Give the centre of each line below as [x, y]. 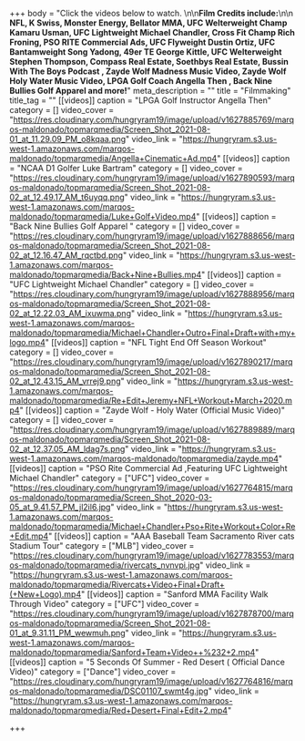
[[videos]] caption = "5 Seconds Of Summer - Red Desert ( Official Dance [147, 662]
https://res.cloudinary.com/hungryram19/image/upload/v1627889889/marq [154, 429]
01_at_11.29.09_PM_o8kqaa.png [68, 139]
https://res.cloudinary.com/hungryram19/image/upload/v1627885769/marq [153, 119]
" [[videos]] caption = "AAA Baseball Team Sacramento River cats [172, 536]
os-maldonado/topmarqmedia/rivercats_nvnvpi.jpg [105, 565]
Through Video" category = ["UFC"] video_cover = [105, 604]
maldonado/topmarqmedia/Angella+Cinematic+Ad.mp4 [113, 158]
